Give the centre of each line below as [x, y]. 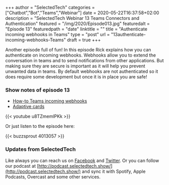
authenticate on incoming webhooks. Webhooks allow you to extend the [81, 55]
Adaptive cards [28, 107]
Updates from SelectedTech [41, 149]
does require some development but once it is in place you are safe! [76, 77]
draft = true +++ [84, 40]
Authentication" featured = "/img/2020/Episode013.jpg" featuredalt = [78, 23]
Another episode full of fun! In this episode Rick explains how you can [78, 50]
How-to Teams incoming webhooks [50, 101]
